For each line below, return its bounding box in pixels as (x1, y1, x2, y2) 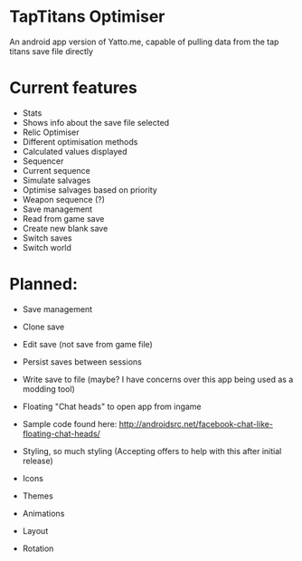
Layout (22, 525, 49, 536)
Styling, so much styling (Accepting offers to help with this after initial (22, 445, 282, 456)
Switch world (22, 242, 72, 252)
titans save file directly (9, 45, 93, 56)
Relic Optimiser (22, 127, 80, 138)
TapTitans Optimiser (9, 6, 165, 27)
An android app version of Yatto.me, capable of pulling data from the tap (9, 36, 279, 47)
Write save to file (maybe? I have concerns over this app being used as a (22, 374, 294, 385)
